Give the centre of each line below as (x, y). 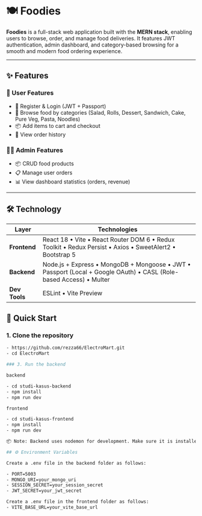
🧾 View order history (40, 134)
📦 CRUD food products (44, 164)
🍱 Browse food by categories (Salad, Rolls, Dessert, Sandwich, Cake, (100, 112)
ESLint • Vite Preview (72, 293)
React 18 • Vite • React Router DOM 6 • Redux (109, 240)
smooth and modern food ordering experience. (64, 51)
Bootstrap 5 (59, 255)
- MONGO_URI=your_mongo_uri (41, 480)
